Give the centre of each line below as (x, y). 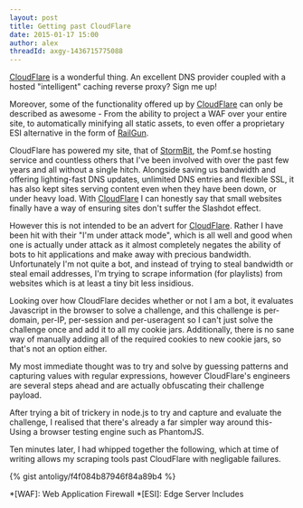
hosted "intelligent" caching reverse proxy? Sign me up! (113, 87)
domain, (24, 320)
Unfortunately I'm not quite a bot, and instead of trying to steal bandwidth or (151, 264)
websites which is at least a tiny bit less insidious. (102, 283)
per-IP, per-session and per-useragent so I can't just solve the (157, 320)
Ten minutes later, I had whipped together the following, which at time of (144, 449)
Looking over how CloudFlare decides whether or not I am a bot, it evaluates (151, 301)
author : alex (34, 43)
